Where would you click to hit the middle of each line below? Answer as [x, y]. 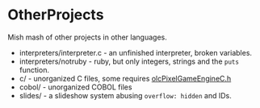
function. [34, 69]
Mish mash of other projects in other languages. [87, 37]
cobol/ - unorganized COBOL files [75, 87]
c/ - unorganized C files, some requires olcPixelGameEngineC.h [125, 78]
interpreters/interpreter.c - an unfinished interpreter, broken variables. [135, 52]
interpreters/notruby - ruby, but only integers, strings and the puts [129, 61]
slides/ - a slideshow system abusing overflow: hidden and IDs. [125, 95]
